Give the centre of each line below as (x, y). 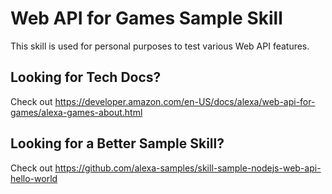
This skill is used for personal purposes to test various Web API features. (160, 46)
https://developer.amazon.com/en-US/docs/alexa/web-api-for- (185, 101)
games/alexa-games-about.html (76, 112)
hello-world (34, 178)
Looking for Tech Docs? (86, 77)
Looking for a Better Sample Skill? (117, 143)
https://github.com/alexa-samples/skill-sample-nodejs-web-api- (188, 168)
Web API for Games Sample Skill (146, 18)
